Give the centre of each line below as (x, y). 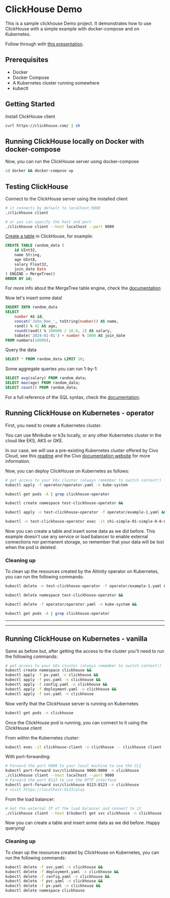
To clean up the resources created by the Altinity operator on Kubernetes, (82, 571)
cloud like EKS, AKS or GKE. (34, 440)
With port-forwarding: (28, 757)
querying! (15, 828)
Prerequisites (27, 60)
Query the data (21, 350)
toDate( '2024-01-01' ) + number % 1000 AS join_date (70, 335)
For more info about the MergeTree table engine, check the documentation (83, 288)
